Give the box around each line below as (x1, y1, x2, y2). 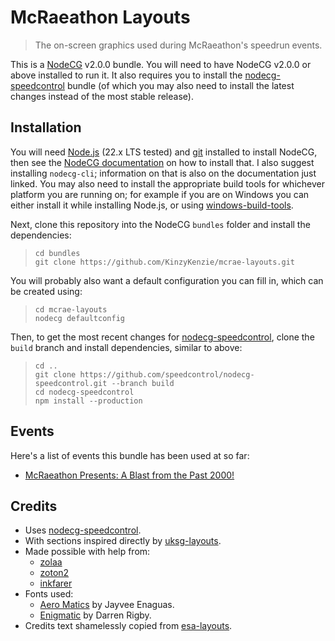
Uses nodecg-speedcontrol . (24, 524, 142, 536)
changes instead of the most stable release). (10, 90, 194, 102)
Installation (10, 119, 82, 136)
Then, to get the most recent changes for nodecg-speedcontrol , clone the (10, 331, 315, 343)
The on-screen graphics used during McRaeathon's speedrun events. (34, 39, 323, 51)
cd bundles (34, 248, 81, 258)
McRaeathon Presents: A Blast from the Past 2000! (24, 469, 235, 481)
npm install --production (34, 396, 143, 406)
